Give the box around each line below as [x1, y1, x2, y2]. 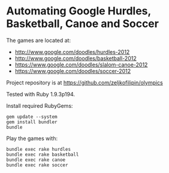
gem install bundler [6, 119, 58, 125]
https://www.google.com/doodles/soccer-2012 [14, 67, 131, 74]
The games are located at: [6, 37, 71, 44]
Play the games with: [6, 135, 58, 142]
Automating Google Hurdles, [6, 4, 151, 18]
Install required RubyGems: [6, 102, 73, 109]
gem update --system [6, 114, 58, 120]
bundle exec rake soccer [6, 162, 68, 168]
